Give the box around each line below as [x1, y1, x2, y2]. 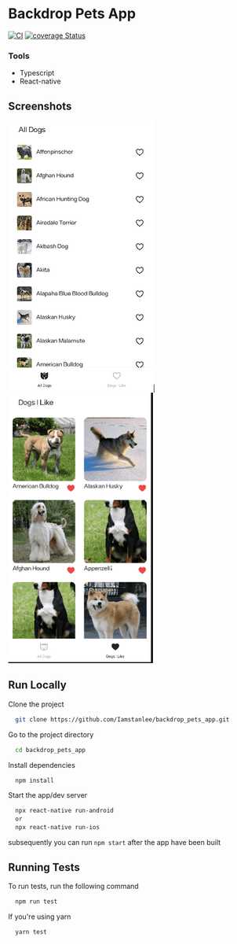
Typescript [19, 68, 55, 78]
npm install [15, 776, 55, 784]
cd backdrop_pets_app [15, 746, 86, 754]
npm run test [15, 898, 58, 905]
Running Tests [8, 861, 80, 874]
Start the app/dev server [8, 791, 88, 800]
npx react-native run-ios [15, 824, 100, 832]
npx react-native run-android [15, 807, 114, 815]
